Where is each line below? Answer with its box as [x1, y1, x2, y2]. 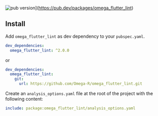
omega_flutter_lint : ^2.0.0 [10, 48, 70, 53]
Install [5, 19, 25, 28]
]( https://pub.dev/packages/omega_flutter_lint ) [35, 5, 134, 11]
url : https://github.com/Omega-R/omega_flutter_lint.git [18, 81, 143, 86]
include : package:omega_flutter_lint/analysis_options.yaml [5, 106, 136, 111]
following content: [5, 96, 43, 102]
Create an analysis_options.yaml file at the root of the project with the [5, 90, 153, 97]
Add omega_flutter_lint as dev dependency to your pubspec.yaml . [5, 33, 145, 39]
